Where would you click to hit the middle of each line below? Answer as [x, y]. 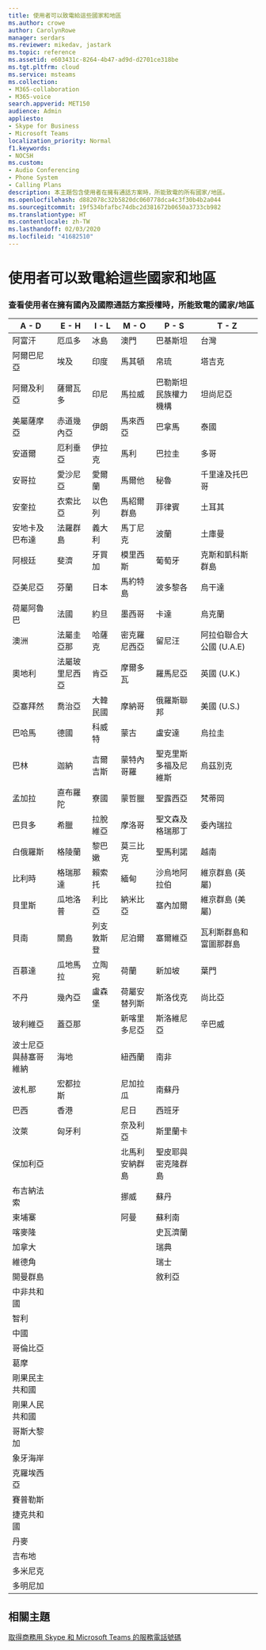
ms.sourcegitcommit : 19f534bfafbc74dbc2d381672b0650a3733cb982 [115, 207]
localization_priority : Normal [60, 141]
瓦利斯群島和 [224, 932]
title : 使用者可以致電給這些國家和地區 [65, 15]
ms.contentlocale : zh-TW [49, 222]
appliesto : [26, 119]
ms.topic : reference [42, 52]
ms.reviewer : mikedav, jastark [60, 45]
